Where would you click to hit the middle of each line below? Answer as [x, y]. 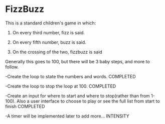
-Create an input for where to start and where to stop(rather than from [78, 96]
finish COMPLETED [25, 106]
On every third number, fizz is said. [49, 32]
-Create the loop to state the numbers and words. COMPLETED [70, 76]
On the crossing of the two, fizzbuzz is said [57, 52]
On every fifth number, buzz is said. [49, 42]
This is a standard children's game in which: [51, 23]
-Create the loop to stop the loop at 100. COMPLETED [61, 86]
